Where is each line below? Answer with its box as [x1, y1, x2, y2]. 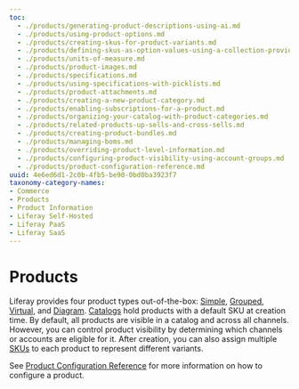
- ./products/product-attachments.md [17, 87, 158, 96]
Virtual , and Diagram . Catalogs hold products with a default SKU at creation [9, 305, 287, 316]
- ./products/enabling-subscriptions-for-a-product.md [17, 104, 225, 113]
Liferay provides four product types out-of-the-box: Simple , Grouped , [9, 296, 264, 307]
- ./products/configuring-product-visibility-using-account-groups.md [17, 153, 285, 163]
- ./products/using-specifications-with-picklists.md [17, 79, 221, 88]
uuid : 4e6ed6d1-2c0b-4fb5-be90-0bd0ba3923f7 [9, 170, 177, 179]
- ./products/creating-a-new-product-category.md [17, 95, 205, 105]
